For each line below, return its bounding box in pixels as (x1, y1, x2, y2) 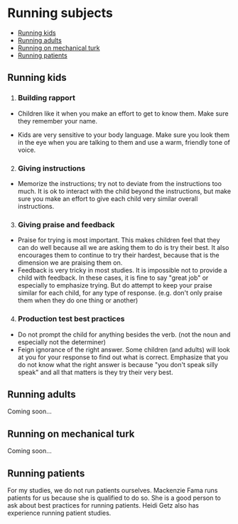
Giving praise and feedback (17, 219, 115, 229)
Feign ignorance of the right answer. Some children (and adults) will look (17, 345, 231, 354)
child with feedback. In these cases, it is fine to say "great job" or (17, 273, 209, 282)
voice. (17, 146, 36, 154)
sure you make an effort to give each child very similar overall (17, 194, 198, 203)
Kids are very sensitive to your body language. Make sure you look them (17, 130, 229, 139)
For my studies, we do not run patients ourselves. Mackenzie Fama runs (7, 486, 218, 494)
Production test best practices (17, 314, 125, 324)
